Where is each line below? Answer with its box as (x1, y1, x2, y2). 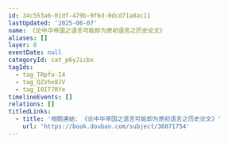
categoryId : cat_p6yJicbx (8, 56, 94, 64)
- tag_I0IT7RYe (15, 85, 66, 94)
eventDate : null (8, 48, 62, 56)
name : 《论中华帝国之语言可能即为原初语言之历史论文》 (8, 26, 166, 34)
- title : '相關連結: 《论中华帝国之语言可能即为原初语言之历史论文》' (15, 115, 222, 123)
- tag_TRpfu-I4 (15, 71, 66, 79)
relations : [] (8, 100, 56, 108)
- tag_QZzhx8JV (15, 78, 66, 86)
